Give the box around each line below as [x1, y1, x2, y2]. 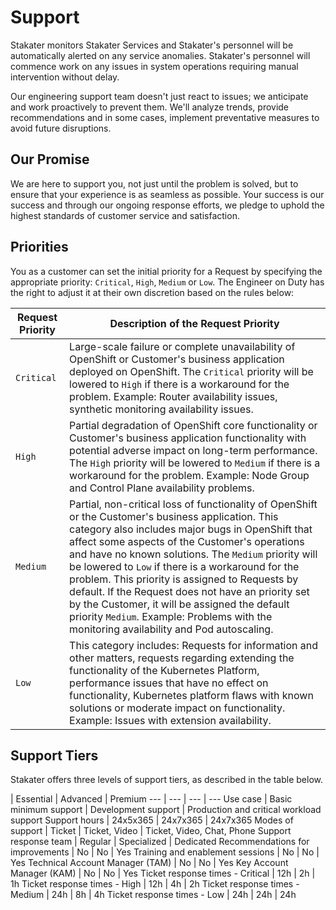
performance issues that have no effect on [69, 676, 269, 690]
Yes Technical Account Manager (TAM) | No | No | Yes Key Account [10, 857, 289, 869]
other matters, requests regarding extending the [69, 651, 295, 665]
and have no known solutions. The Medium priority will [69, 547, 318, 561]
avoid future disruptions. [10, 122, 112, 134]
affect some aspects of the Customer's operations [69, 534, 305, 548]
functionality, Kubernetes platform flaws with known [69, 688, 314, 702]
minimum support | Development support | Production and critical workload [10, 804, 322, 816]
